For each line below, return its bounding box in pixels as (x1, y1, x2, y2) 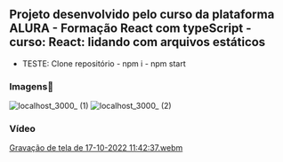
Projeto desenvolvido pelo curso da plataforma (9, 7, 275, 22)
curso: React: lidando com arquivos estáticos (9, 35, 266, 50)
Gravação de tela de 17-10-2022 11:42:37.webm (9, 143, 183, 153)
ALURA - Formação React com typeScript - (9, 21, 252, 36)
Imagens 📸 (9, 80, 54, 92)
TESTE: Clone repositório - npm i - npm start (21, 58, 187, 69)
